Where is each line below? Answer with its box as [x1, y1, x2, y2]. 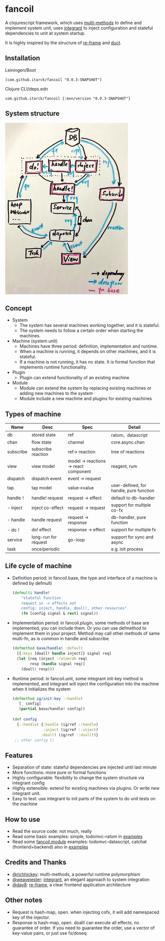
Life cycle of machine [5, 562, 72, 570]
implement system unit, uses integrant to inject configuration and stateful [5, 25, 153, 31]
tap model [31, 485, 52, 491]
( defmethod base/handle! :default [12, 646, 83, 651]
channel [68, 439, 84, 445]
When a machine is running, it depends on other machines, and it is [19, 349, 156, 355]
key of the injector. [12, 914, 50, 920]
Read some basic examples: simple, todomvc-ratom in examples [12, 834, 143, 840]
